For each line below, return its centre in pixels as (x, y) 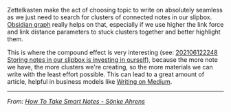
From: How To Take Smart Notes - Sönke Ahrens (76, 101)
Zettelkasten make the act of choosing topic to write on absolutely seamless (115, 10)
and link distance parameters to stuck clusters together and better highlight (114, 32)
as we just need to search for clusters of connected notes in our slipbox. (110, 17)
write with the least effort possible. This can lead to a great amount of (106, 74)
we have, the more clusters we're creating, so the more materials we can (110, 67)
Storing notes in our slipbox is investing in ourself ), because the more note (112, 60)
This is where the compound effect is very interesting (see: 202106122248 (112, 52)
